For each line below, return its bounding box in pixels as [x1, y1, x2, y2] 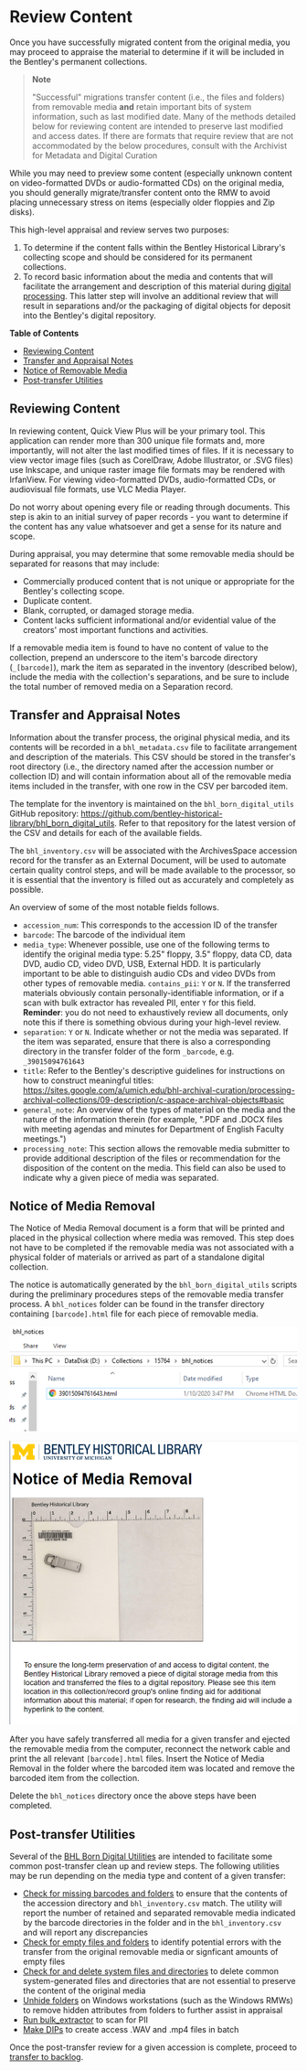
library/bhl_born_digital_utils [9, 817, 115, 829]
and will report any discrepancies [22, 1926, 149, 1937]
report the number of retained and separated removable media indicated [22, 1907, 296, 1918]
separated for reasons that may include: [9, 558, 160, 569]
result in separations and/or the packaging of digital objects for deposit [22, 300, 291, 311]
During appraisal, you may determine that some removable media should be [9, 548, 295, 559]
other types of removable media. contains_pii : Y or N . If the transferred [22, 977, 291, 989]
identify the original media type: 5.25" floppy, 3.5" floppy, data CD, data [22, 949, 292, 960]
